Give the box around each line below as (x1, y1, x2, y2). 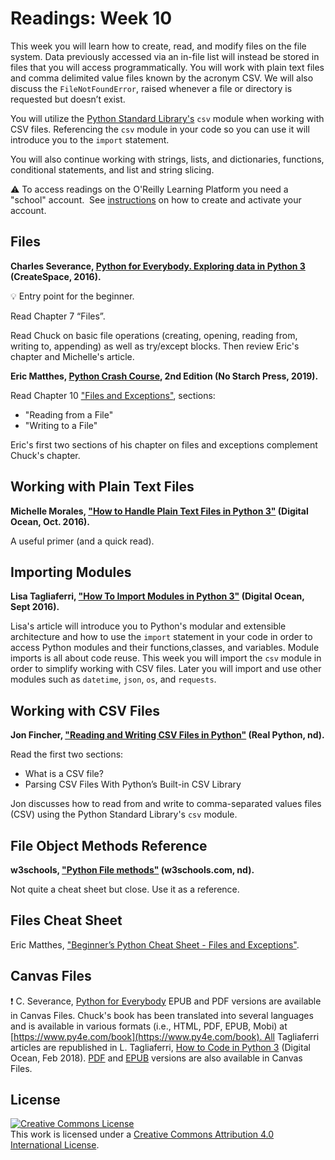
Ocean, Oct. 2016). (10, 515, 90, 527)
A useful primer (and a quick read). (10, 535, 155, 547)
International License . (10, 1139, 100, 1151)
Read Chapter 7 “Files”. (10, 310, 106, 322)
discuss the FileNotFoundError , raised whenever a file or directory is (10, 82, 293, 94)
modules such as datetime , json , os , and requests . (10, 673, 217, 686)
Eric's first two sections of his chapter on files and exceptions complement (10, 438, 318, 451)
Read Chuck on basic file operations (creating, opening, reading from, (10, 329, 298, 341)
